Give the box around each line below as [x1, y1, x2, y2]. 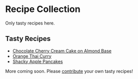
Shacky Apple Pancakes [12, 58, 63, 64]
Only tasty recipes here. [5, 20, 55, 26]
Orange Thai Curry [12, 53, 52, 59]
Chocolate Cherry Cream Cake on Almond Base [12, 47, 112, 53]
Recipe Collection [5, 3, 81, 15]
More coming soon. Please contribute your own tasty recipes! [5, 68, 133, 74]
